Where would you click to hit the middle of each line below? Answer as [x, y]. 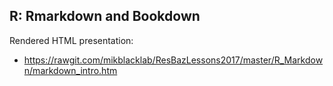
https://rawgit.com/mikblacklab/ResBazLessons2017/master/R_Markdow [173, 60]
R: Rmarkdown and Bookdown [105, 16]
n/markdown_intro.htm [70, 70]
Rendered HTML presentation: [71, 40]
